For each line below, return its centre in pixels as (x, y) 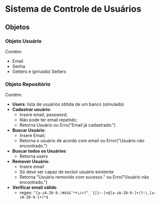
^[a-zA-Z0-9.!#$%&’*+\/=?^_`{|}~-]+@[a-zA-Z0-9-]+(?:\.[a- (95, 193)
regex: (26, 193)
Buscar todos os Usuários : (39, 151)
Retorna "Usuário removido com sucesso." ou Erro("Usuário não (84, 177)
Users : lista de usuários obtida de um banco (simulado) (68, 104)
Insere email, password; (44, 115)
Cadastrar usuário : (32, 110)
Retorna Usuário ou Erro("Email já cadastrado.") (68, 125)
